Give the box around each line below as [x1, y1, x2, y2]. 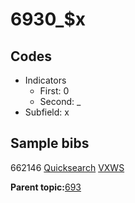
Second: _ [39, 96, 82, 107]
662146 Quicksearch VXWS [10, 161, 125, 173]
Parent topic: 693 [10, 181, 82, 193]
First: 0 [39, 85, 70, 97]
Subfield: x [24, 106, 70, 118]
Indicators [24, 74, 67, 86]
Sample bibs [10, 135, 90, 152]
